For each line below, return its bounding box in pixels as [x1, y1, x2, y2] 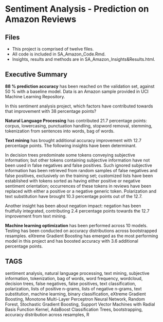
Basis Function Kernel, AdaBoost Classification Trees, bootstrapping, [5, 306, 143, 312]
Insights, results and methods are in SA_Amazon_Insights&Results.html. [12, 56, 156, 62]
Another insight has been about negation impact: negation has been [5, 203, 141, 209]
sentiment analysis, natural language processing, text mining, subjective [5, 270, 150, 276]
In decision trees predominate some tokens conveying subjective [5, 152, 135, 158]
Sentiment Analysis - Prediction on [5, 3, 149, 15]
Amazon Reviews [5, 14, 76, 25]
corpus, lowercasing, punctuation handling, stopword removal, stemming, [5, 123, 152, 128]
